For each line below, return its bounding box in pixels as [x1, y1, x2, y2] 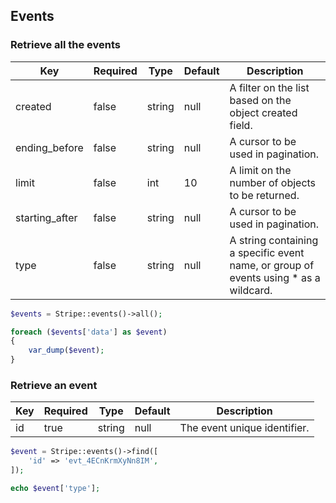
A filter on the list [229, 80, 310, 94]
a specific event [229, 245, 305, 259]
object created [229, 105, 298, 119]
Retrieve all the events [10, 38, 122, 52]
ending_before [15, 140, 84, 154]
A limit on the [229, 163, 292, 177]
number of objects [229, 175, 317, 189]
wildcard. [229, 283, 273, 297]
